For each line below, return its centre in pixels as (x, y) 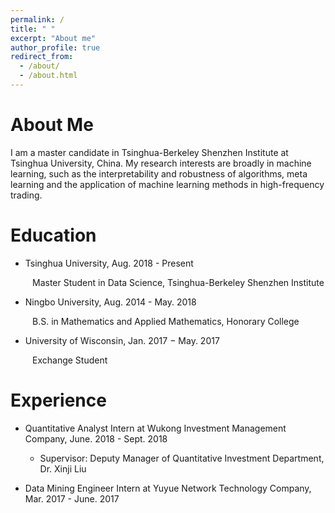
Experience (58, 400)
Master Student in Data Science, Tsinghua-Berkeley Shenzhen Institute (178, 282)
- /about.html (48, 76)
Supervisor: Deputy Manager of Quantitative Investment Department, (182, 458)
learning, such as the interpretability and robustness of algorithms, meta (159, 173)
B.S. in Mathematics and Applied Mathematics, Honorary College (166, 321)
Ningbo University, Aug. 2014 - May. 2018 (110, 302)
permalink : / (37, 19)
